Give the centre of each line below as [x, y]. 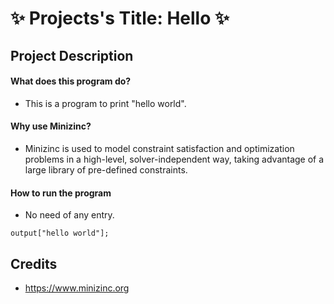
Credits [34, 263]
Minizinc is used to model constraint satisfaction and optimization [159, 148]
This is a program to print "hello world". [105, 103]
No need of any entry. [69, 215]
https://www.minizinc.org [77, 288]
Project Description [72, 55]
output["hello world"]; [60, 233]
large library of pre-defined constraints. [106, 169]
